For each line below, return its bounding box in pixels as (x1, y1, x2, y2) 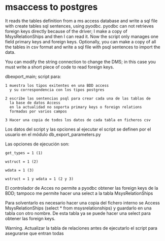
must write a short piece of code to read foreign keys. (5, 64, 114, 70)
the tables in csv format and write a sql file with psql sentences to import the (5, 44, 161, 50)
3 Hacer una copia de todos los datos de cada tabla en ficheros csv (5, 117, 151, 122)
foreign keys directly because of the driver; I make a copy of (5, 28, 128, 34)
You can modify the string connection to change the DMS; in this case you (5, 59, 156, 65)
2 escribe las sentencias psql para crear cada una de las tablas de (5, 96, 151, 101)
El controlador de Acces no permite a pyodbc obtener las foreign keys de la (5, 185, 159, 191)
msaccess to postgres (5, 1, 98, 13)
